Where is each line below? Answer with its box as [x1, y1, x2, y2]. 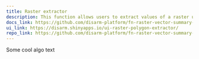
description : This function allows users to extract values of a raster [6, 14, 190, 20]
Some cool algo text [6, 46, 55, 53]
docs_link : [6, 19, 33, 25]
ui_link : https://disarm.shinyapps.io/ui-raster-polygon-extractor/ [6, 25, 179, 31]
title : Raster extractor [6, 8, 68, 15]
